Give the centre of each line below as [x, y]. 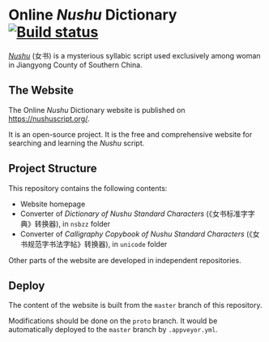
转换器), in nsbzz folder [73, 223]
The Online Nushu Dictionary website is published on [97, 110]
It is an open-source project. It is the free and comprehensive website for [130, 134]
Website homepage [53, 204]
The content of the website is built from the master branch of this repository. [135, 305]
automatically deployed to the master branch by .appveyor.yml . [113, 330]
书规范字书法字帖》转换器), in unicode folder [94, 244]
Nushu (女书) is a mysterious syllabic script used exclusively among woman [134, 55]
